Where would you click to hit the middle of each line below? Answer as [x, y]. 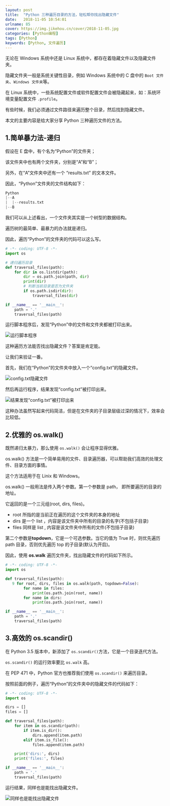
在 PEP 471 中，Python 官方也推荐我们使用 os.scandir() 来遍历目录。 [78, 673]
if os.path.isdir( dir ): [48, 291]
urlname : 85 [18, 24]
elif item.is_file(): [46, 740]
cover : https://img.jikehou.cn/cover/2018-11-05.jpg [62, 29]
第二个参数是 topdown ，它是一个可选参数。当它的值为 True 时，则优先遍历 [83, 538]
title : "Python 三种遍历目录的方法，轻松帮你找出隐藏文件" [62, 15]
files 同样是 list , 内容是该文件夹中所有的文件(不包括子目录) [74, 527]
